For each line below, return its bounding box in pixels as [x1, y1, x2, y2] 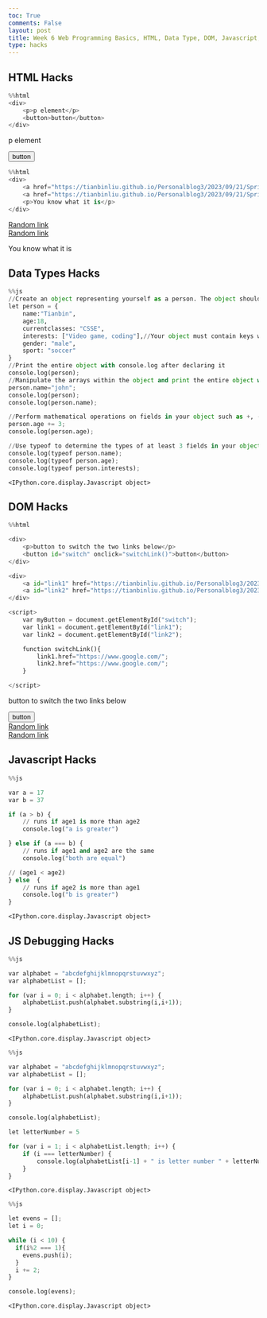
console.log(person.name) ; [8, 398, 98, 406]
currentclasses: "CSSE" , [22, 324, 105, 332]
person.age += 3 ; [8, 421, 66, 428]
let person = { [8, 303, 59, 311]
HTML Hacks [8, 71, 74, 84]
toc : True [8, 11, 41, 20]
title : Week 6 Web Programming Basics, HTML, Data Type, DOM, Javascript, [8, 33, 261, 42]
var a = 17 [8, 789, 44, 797]
